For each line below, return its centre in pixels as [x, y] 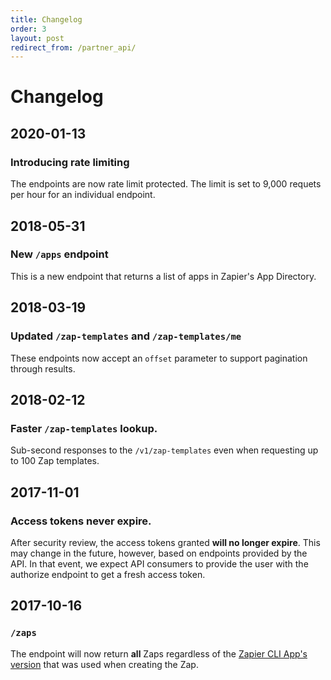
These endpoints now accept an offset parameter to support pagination [159, 358]
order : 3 [28, 29]
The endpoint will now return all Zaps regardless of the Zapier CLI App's [159, 653]
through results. [43, 368]
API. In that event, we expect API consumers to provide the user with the [159, 563]
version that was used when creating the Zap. [104, 664]
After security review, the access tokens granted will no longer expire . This [165, 542]
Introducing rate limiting [70, 162]
